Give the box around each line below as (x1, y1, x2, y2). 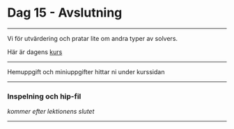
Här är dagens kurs (7, 47, 63, 56)
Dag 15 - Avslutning (7, 5, 123, 21)
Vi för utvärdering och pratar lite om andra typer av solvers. (7, 34, 178, 42)
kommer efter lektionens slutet (7, 108, 95, 116)
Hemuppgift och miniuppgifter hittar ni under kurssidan (7, 67, 165, 76)
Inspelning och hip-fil (7, 92, 81, 101)
